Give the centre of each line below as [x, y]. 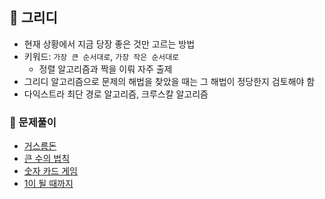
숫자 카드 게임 [50, 171]
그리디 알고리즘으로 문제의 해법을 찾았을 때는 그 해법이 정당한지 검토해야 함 [169, 81]
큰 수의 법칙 [47, 159]
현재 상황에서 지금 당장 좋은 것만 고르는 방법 [109, 44]
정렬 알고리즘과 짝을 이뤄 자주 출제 [105, 69]
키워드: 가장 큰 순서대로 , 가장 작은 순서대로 [101, 56]
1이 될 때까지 [48, 184]
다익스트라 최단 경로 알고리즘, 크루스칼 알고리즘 [116, 94]
